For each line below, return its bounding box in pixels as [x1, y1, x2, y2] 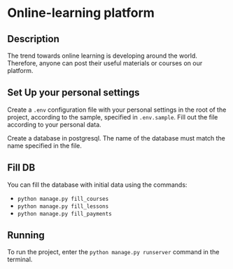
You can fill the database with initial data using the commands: [7, 181, 188, 189]
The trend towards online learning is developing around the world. [7, 51, 198, 60]
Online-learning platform [7, 5, 155, 21]
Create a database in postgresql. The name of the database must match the [7, 133, 225, 142]
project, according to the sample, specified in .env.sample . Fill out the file [7, 112, 218, 121]
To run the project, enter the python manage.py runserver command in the [7, 248, 220, 256]
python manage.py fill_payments [17, 210, 112, 217]
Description [7, 33, 59, 45]
